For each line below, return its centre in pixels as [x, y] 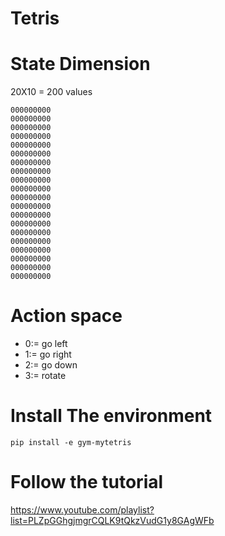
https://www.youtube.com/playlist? [82, 509]
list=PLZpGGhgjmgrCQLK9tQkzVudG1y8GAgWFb [112, 520]
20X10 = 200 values [51, 92]
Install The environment [111, 416]
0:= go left [46, 344]
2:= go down [51, 365]
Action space [66, 316]
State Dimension [80, 64]
